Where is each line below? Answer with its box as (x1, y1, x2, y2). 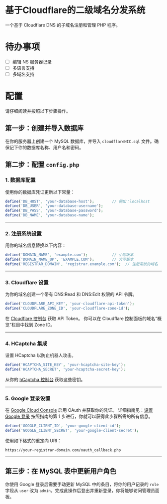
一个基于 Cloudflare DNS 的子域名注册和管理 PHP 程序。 (5, 22, 121, 28)
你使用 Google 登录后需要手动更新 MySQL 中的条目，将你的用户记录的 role (5, 481, 159, 487)
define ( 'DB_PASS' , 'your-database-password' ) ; (5, 208, 103, 213)
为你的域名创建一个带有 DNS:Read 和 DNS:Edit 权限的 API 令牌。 (5, 291, 137, 297)
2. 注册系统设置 (5, 230, 42, 237)
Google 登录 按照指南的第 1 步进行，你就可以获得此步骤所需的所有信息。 (5, 413, 153, 419)
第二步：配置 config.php (5, 161, 80, 169)
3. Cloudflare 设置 (5, 279, 49, 286)
